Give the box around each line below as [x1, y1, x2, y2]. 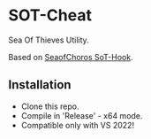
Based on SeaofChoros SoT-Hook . [8, 51, 133, 62]
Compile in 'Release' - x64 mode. [20, 110, 143, 120]
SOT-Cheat [8, 5, 92, 26]
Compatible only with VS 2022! [20, 120, 134, 130]
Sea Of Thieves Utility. [8, 35, 89, 45]
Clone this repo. [20, 101, 79, 112]
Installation [8, 77, 72, 93]
